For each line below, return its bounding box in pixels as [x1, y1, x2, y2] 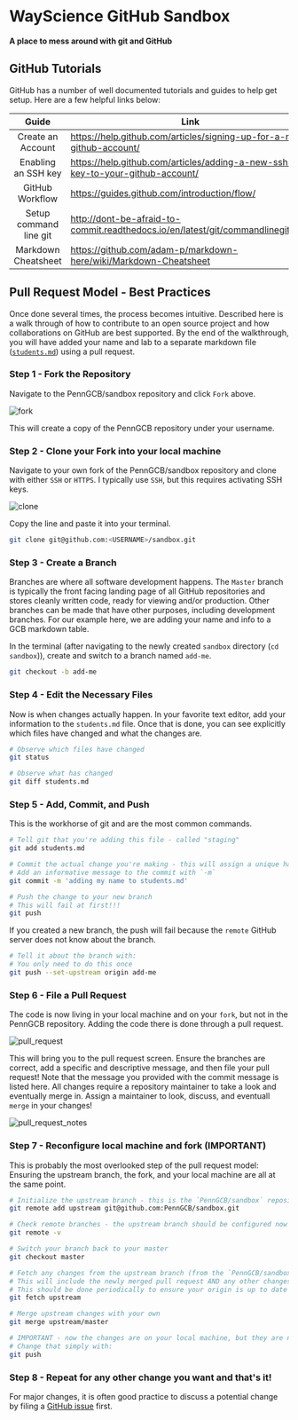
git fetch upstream [9, 1293, 82, 1302]
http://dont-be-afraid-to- [70, 212, 182, 225]
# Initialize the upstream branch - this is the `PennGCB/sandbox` [9, 1195, 264, 1204]
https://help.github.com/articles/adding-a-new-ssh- [70, 155, 294, 168]
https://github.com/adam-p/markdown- [70, 243, 239, 256]
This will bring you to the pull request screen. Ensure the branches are [9, 1053, 266, 1064]
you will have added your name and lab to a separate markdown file [9, 336, 257, 347]
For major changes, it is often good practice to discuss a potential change [9, 1391, 278, 1401]
